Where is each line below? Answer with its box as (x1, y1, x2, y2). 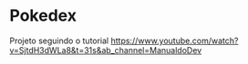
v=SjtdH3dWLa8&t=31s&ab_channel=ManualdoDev (9, 44, 202, 55)
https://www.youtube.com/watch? (110, 35, 239, 46)
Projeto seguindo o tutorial (9, 35, 109, 46)
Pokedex (9, 5, 77, 26)
